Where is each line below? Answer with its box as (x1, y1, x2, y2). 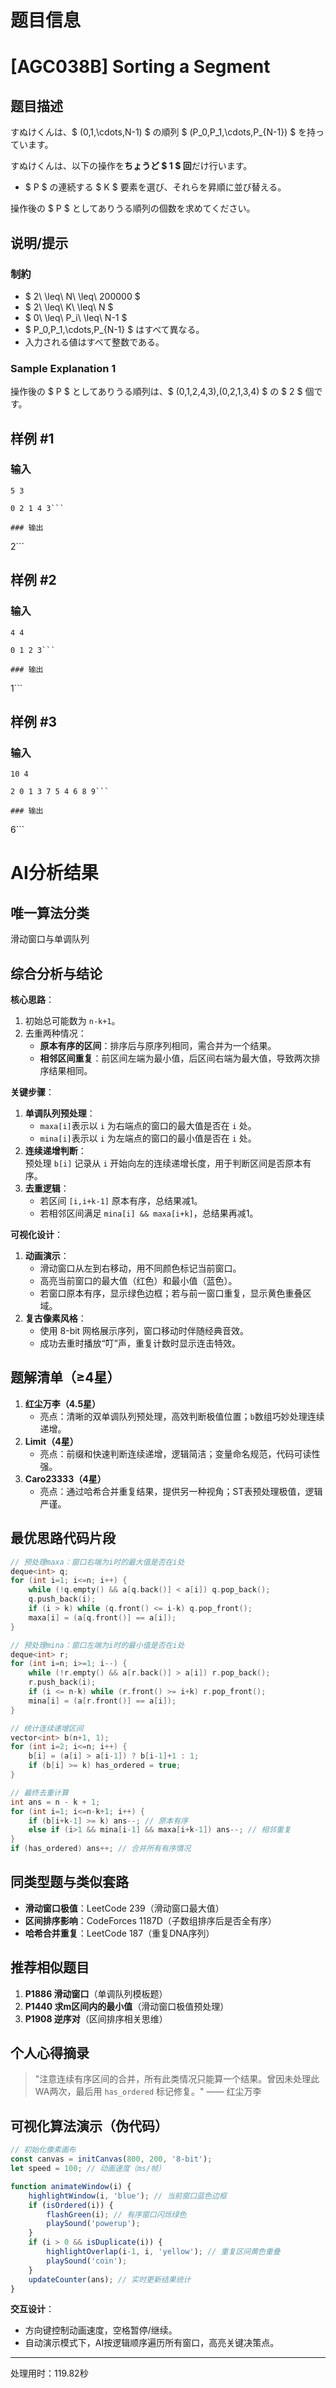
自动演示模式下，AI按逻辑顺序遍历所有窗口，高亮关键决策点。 (24, 2337, 280, 2349)
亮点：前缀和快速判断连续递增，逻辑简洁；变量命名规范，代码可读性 (39, 1447, 321, 1460)
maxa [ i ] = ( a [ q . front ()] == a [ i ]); (28, 1612, 177, 1623)
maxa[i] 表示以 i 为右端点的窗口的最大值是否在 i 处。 (39, 1120, 257, 1132)
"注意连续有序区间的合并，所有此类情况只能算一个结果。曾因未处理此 (34, 2073, 320, 2085)
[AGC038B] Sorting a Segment (10, 56, 271, 78)
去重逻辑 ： (24, 1182, 70, 1195)
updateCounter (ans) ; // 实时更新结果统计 (28, 2274, 192, 2285)
